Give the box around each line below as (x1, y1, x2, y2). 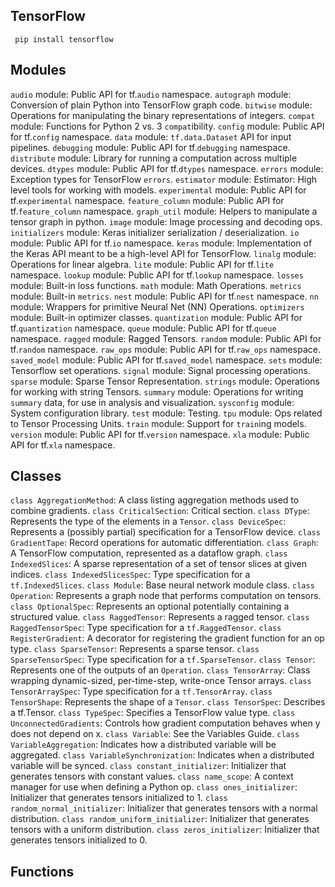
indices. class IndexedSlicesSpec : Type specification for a (10, 569, 251, 581)
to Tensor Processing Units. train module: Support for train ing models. (10, 417, 307, 429)
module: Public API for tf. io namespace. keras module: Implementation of (10, 237, 313, 249)
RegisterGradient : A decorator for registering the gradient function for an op (10, 632, 325, 644)
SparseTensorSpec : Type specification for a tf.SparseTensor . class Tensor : (10, 654, 316, 666)
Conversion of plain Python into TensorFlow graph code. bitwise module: (10, 99, 313, 111)
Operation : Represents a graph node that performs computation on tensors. (10, 590, 322, 602)
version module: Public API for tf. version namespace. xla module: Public (10, 428, 310, 440)
